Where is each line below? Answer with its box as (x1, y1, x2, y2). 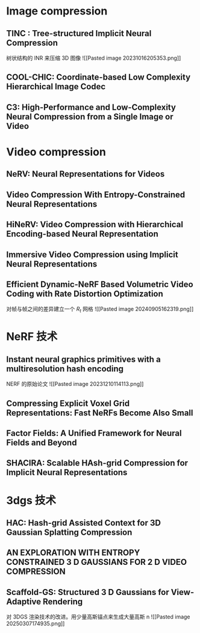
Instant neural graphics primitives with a (6, 354, 161, 364)
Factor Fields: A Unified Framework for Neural (6, 428, 182, 438)
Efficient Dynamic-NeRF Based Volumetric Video (6, 279, 194, 289)
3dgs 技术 (6, 493, 56, 507)
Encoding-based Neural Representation (6, 229, 158, 239)
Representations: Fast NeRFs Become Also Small (6, 408, 193, 418)
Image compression (6, 4, 108, 18)
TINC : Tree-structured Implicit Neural (6, 28, 152, 39)
